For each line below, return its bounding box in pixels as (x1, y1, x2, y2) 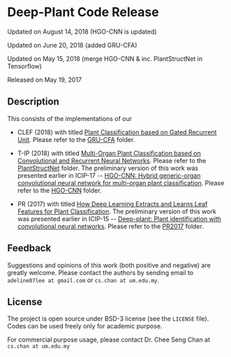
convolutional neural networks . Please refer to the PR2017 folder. (17, 222, 204, 230)
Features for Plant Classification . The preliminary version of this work (17, 207, 216, 216)
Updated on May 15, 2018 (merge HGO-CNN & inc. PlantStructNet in (7, 54, 203, 63)
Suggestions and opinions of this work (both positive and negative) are (7, 260, 211, 269)
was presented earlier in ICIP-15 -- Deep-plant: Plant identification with (17, 214, 222, 223)
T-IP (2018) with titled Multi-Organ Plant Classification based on (17, 148, 201, 157)
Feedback (7, 242, 52, 254)
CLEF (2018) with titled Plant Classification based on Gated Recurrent (17, 127, 217, 136)
